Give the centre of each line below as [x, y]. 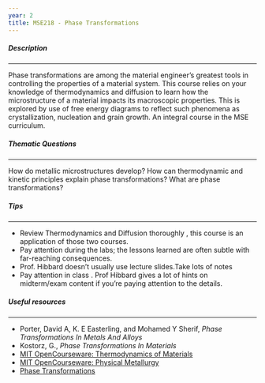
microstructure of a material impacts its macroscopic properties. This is [124, 100]
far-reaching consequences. [66, 258]
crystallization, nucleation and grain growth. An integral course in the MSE [129, 117]
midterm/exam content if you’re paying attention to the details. [121, 283]
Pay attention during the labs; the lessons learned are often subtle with [134, 250]
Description [28, 48]
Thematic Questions [43, 144]
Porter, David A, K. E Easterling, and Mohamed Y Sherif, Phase [121, 329]
